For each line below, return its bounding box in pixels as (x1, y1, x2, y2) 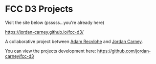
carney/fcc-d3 (5, 53, 34, 59)
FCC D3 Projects (5, 3, 73, 15)
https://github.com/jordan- (97, 48, 151, 54)
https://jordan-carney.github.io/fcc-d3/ (5, 29, 84, 35)
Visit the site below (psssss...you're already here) (5, 20, 105, 25)
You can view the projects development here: (5, 48, 96, 54)
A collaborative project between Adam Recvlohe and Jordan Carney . (5, 38, 143, 44)
